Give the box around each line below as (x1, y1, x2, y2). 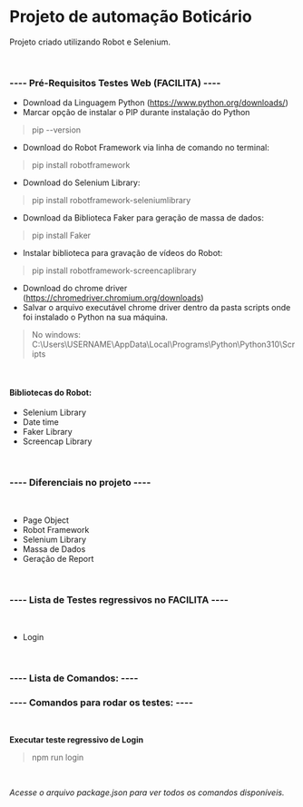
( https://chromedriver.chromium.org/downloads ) (22, 292, 204, 303)
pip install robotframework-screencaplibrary (31, 265, 197, 276)
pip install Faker (31, 230, 92, 241)
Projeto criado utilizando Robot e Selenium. (9, 36, 171, 47)
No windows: (31, 330, 82, 340)
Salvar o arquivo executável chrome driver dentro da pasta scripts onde (22, 302, 291, 313)
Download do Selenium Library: (22, 177, 141, 188)
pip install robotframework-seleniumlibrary (31, 195, 191, 206)
